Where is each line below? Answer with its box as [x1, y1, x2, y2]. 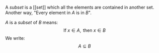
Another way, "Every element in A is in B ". [5, 10, 92, 16]
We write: [5, 35, 25, 41]
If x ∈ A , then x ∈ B [63, 27, 106, 33]
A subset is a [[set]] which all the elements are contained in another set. [5, 5, 154, 10]
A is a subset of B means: [5, 20, 58, 25]
